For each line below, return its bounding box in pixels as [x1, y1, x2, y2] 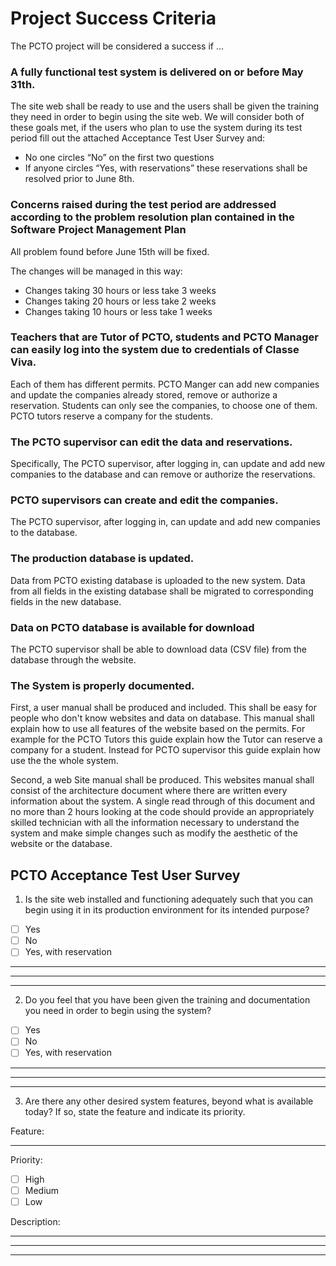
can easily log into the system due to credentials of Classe [10, 343, 300, 357]
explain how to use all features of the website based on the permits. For [10, 723, 306, 735]
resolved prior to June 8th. [24, 173, 135, 185]
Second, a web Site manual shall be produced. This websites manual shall [10, 774, 315, 786]
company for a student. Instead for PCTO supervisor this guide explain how [10, 744, 321, 756]
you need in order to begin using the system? [24, 1005, 212, 1017]
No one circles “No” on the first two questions [24, 152, 215, 164]
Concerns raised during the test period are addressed [10, 198, 277, 212]
